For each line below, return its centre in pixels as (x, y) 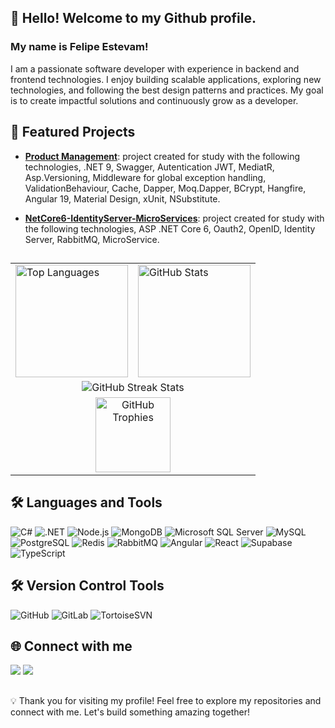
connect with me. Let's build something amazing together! (130, 712)
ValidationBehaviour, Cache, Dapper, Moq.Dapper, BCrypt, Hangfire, (165, 188)
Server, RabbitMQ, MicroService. (92, 239)
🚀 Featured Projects (73, 132)
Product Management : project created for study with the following (162, 156)
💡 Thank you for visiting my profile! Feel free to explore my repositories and (166, 700)
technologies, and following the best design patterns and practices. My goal (167, 90)
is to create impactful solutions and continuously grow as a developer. (154, 100)
